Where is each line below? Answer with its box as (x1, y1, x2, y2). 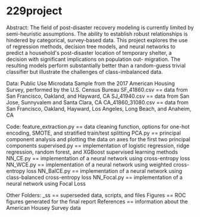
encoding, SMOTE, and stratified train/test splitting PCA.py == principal (6, 129, 182, 137)
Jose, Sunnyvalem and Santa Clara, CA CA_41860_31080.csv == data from (6, 98, 189, 106)
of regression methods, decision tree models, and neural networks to (6, 43, 176, 50)
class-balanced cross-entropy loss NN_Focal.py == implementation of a (6, 173, 183, 181)
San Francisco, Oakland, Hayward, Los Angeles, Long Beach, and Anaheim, (6, 105, 192, 112)
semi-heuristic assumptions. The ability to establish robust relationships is (6, 30, 188, 37)
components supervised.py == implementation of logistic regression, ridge (6, 142, 190, 149)
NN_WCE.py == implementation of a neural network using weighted (6, 161, 173, 168)
